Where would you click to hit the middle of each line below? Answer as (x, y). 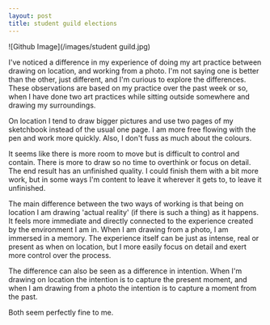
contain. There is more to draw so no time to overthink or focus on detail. (130, 162)
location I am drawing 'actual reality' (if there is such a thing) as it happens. (133, 212)
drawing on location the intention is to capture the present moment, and (128, 279)
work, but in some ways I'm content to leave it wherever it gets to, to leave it (135, 179)
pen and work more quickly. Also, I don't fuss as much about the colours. (130, 137)
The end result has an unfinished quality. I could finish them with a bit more (133, 171)
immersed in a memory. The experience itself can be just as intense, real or (134, 238)
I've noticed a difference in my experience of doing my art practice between (135, 62)
